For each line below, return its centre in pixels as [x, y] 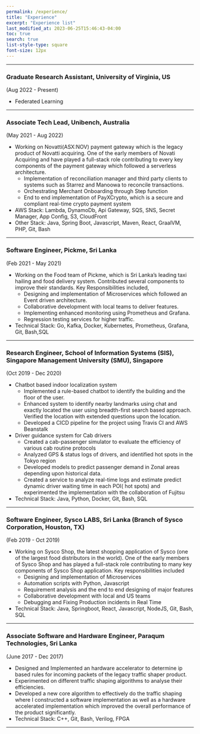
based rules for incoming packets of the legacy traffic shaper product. [101, 674]
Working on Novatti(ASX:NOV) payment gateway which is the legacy [99, 147]
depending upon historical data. [63, 473]
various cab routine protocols [60, 448]
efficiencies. [30, 687]
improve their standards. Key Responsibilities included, [82, 287]
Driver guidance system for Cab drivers [63, 435]
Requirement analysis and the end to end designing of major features [108, 590]
